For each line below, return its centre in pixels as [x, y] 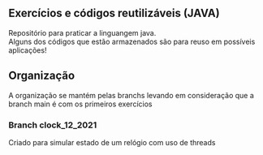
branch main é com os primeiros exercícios [80, 104]
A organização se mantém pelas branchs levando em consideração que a [131, 95]
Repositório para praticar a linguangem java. [82, 32]
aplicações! [28, 50]
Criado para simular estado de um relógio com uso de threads [112, 142]
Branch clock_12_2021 [53, 125]
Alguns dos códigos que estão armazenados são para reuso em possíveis [132, 41]
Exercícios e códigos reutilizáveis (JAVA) [114, 13]
